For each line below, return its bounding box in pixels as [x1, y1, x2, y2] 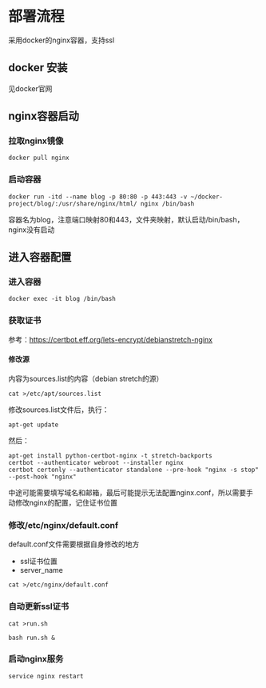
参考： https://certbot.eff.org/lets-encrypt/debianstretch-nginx [8, 334, 213, 344]
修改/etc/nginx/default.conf [8, 519, 119, 530]
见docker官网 [8, 83, 53, 93]
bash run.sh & [8, 634, 56, 642]
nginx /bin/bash [140, 199, 195, 208]
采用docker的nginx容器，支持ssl [8, 35, 115, 45]
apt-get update [8, 421, 59, 429]
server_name [19, 566, 64, 575]
